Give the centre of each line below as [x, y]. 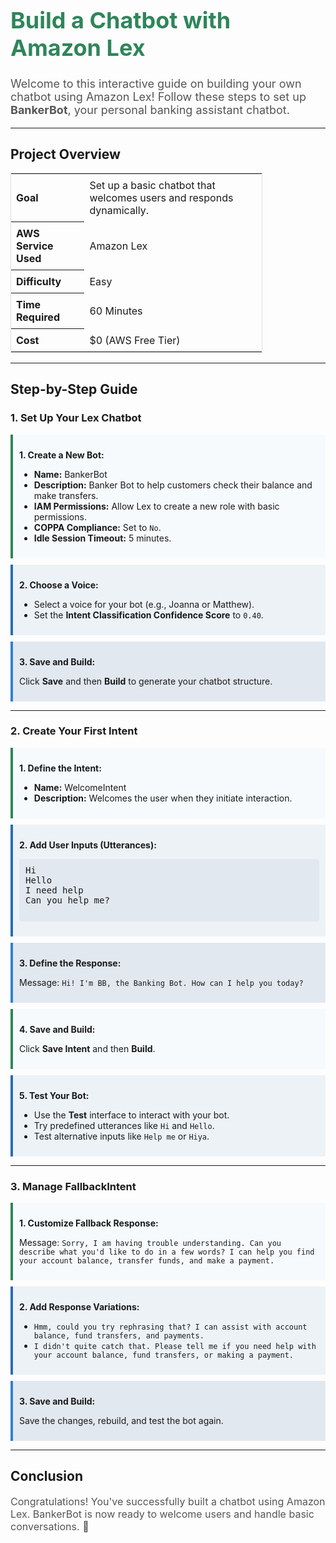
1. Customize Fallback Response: [89, 1223]
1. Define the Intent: [60, 768]
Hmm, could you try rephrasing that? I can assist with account [170, 1327]
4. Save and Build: [57, 1029]
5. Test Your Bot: [54, 1095]
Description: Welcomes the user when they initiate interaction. [163, 798]
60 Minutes [116, 311]
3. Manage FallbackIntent [73, 1186]
